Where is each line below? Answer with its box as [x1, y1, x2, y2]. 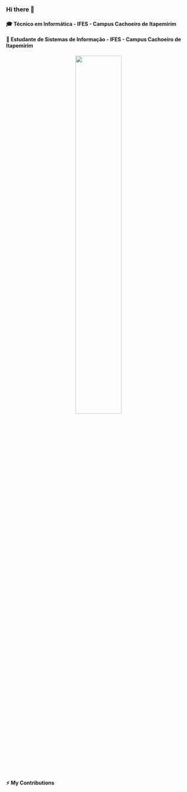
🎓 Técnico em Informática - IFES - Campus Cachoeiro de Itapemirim [6, 20, 177, 27]
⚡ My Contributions [6, 779, 55, 787]
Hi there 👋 [6, 5, 35, 14]
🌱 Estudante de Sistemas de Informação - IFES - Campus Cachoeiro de [6, 36, 182, 43]
